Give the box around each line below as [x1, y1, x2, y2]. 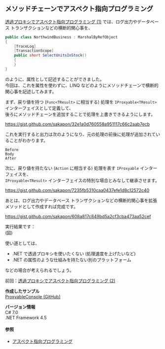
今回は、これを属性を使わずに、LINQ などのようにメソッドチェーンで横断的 [5, 82, 159, 88]
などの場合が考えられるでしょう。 [5, 267, 74, 273]
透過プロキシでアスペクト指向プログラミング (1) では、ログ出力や [5, 19, 137, 25]
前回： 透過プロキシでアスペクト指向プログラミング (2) [5, 278, 116, 284]
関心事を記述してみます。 [5, 88, 57, 95]
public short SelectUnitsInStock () [14, 53, 87, 58]
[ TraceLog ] [14, 44, 36, 49]
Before [5, 147, 19, 152]
